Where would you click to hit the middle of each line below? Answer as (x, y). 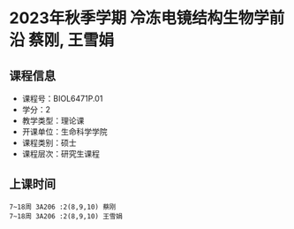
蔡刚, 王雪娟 (71, 40)
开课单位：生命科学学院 (64, 132)
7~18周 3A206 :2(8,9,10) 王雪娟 (66, 216)
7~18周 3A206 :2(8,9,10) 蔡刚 (63, 207)
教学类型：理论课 (53, 121)
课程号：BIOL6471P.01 (62, 99)
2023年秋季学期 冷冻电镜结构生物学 (139, 18)
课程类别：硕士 (49, 143)
